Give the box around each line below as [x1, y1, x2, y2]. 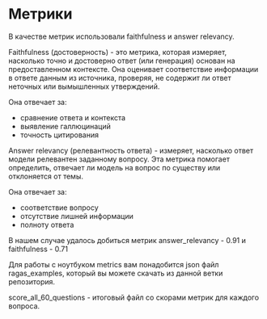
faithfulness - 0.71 [8, 244, 69, 254]
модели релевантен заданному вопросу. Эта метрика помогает [8, 154, 231, 164]
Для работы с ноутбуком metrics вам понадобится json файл [8, 259, 219, 269]
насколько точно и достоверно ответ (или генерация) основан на [8, 56, 236, 65]
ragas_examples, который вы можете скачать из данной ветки [8, 268, 223, 278]
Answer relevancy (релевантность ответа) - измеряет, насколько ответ [8, 145, 253, 155]
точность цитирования [19, 130, 100, 140]
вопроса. [8, 300, 40, 311]
